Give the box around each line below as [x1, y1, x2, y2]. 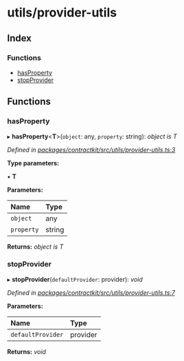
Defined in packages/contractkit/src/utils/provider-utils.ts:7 [7, 288, 176, 297]
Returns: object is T [7, 243, 64, 251]
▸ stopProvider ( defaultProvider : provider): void [7, 275, 143, 283]
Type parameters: [7, 158, 60, 167]
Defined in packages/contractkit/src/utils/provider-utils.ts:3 [7, 145, 176, 154]
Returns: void [7, 347, 47, 355]
